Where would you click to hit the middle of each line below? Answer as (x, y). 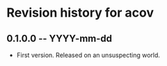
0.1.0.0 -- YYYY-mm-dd (59, 39)
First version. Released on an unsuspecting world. (88, 55)
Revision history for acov (80, 13)
